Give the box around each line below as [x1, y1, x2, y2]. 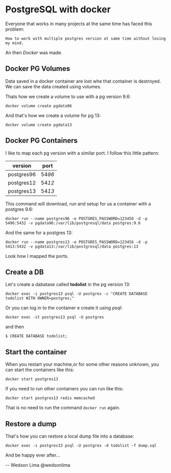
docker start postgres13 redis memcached [5, 395, 95, 401]
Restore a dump [5, 420, 57, 428]
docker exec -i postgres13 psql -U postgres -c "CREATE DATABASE [5, 291, 147, 296]
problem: [5, 26, 25, 32]
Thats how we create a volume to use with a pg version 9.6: [5, 93, 131, 100]
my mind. [5, 40, 24, 46]
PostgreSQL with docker [5, 4, 111, 15]
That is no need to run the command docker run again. [5, 405, 120, 411]
